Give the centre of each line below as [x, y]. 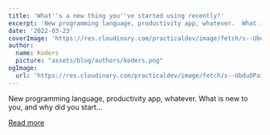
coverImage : [28, 38]
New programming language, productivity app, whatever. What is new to [128, 98]
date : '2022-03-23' [41, 31]
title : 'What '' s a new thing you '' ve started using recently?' [117, 16]
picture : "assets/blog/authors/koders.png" [89, 61]
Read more [27, 122]
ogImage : [23, 68]
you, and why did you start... [55, 107]
